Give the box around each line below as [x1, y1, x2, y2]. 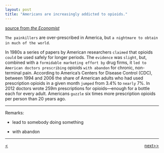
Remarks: [5, 110, 24, 115]
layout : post [5, 7, 32, 12]
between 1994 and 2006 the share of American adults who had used [5, 75, 143, 81]
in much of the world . [5, 39, 50, 45]
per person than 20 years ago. [5, 96, 66, 101]
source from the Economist [5, 25, 60, 31]
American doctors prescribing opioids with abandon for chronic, [5, 64, 134, 71]
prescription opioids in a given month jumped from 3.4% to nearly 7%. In [5, 80, 150, 86]
